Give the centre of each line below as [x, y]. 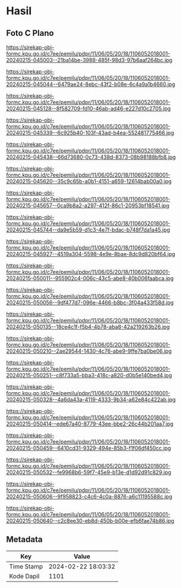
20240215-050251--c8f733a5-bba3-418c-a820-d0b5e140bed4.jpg [89, 375]
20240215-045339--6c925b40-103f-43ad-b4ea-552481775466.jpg [90, 133]
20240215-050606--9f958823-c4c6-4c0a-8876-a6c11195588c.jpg [89, 496]
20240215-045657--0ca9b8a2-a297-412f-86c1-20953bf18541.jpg [88, 205]
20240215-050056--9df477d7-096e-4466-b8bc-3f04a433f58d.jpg [90, 302]
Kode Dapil [24, 576]
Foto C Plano [30, 33]
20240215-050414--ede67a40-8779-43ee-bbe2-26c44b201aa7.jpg [90, 424]
